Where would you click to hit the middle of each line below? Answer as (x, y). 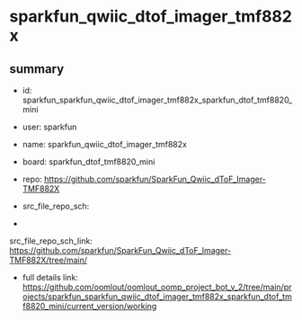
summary (37, 69)
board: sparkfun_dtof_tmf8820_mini (89, 162)
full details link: (50, 277)
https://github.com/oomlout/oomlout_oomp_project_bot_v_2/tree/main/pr (157, 287)
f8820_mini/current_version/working (89, 306)
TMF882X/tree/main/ (49, 260)
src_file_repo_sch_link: (51, 241)
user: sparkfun (49, 127)
